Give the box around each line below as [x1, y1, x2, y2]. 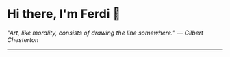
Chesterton [7, 35, 39, 43]
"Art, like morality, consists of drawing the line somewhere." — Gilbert [7, 28, 204, 37]
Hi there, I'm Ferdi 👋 [7, 6, 121, 22]
